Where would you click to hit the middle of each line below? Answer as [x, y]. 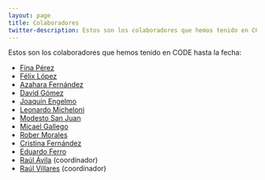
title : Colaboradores [44, 23]
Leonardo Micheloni [52, 110]
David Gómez [42, 93]
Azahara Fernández [52, 84]
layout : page [30, 15]
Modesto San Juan [50, 118]
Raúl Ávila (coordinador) [59, 160]
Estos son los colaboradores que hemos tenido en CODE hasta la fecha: [125, 53]
